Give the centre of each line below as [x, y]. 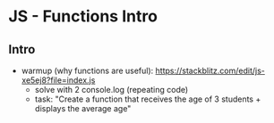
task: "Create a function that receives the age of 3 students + [148, 99]
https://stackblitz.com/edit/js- [210, 70]
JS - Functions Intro [83, 16]
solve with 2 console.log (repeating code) [111, 90]
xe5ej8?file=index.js [58, 80]
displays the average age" [83, 108]
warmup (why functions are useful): [87, 70]
